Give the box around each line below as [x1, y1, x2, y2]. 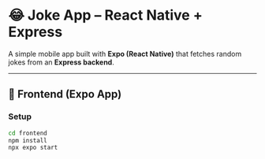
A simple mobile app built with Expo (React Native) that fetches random [8, 49, 242, 58]
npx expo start [8, 144, 58, 152]
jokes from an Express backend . [8, 57, 114, 67]
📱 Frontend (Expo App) [8, 87, 122, 101]
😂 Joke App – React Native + [8, 6, 203, 24]
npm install [8, 136, 47, 144]
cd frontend [8, 129, 47, 137]
